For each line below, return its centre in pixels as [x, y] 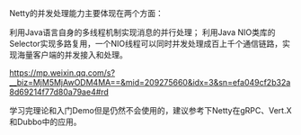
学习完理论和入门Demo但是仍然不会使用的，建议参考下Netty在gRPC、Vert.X [150, 110]
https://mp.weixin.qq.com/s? [62, 73]
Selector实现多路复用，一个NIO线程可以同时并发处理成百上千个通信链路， [146, 44]
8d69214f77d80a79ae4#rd [59, 92]
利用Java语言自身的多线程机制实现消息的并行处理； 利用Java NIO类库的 [142, 32]
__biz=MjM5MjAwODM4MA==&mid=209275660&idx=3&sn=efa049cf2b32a [150, 82]
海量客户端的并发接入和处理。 [72, 55]
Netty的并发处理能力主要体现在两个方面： [87, 13]
